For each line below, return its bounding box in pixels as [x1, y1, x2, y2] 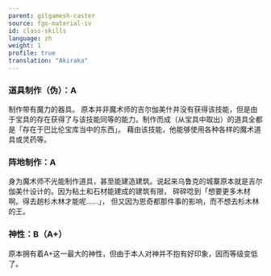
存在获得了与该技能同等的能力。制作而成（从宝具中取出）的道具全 [35, 114, 256, 125]
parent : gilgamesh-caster [8, 11, 95, 20]
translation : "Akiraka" [8, 57, 89, 65]
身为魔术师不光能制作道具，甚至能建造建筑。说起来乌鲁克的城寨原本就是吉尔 [8, 176, 263, 186]
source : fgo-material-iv [8, 19, 92, 27]
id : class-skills [8, 27, 67, 35]
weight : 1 [8, 42, 42, 50]
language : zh [8, 34, 52, 43]
